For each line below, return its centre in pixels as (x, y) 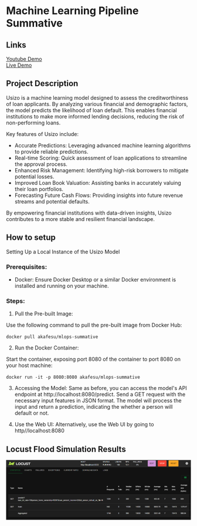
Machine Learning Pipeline (72, 11)
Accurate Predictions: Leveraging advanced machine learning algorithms (103, 145)
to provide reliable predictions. (51, 151)
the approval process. (41, 164)
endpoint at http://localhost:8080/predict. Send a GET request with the (100, 395)
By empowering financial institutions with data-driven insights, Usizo (89, 213)
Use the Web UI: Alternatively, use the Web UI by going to (84, 425)
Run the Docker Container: (47, 348)
